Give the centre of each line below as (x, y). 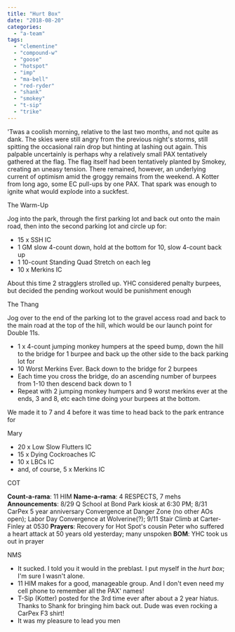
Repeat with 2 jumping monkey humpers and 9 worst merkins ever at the (122, 391)
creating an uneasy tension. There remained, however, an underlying (107, 169)
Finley (16, 526)
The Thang (23, 304)
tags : (15, 40)
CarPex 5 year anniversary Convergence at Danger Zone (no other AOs (110, 511)
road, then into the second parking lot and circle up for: (87, 226)
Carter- (210, 519)
